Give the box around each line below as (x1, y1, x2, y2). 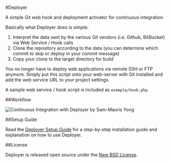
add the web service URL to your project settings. (5, 77, 110, 83)
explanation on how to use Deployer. (5, 132, 82, 138)
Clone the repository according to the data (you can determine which (12, 45, 158, 51)
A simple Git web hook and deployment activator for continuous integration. (5, 14, 164, 20)
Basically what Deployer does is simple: (5, 24, 89, 30)
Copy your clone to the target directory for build (12, 56, 114, 62)
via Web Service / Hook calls (12, 39, 74, 46)
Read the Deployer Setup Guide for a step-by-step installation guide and (5, 127, 157, 132)
